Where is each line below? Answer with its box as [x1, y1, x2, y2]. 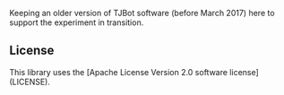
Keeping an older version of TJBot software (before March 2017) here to [9, 8, 275, 18]
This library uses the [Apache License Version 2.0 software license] [9, 66, 260, 77]
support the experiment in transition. [9, 17, 144, 28]
